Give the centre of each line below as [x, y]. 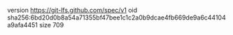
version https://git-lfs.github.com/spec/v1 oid [72, 10]
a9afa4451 [23, 25]
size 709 [52, 25]
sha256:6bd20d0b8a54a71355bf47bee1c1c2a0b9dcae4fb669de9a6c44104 [116, 17]
